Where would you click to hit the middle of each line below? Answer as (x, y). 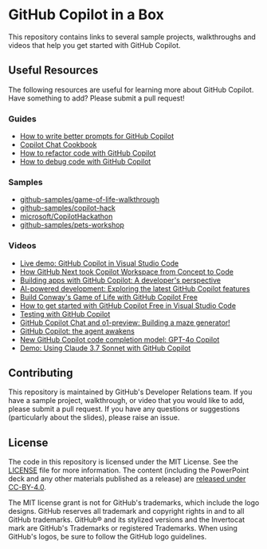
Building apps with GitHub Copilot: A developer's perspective (120, 280)
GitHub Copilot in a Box (86, 15)
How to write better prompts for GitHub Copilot (96, 136)
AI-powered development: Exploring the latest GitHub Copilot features (135, 288)
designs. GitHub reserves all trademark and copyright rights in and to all (126, 511)
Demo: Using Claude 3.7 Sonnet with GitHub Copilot (105, 348)
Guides (23, 119)
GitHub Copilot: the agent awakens (77, 331)
